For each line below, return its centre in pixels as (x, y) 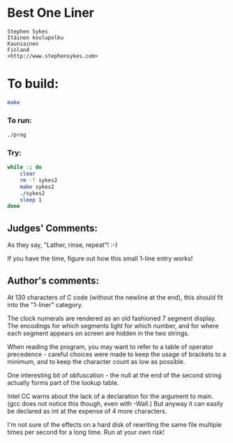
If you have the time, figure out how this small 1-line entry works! (100, 259)
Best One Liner (51, 13)
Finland (18, 50)
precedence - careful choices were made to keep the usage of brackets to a (117, 354)
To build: (33, 84)
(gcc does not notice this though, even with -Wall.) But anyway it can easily (115, 403)
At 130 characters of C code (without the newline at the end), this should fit (115, 297)
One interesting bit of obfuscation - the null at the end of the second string (114, 375)
